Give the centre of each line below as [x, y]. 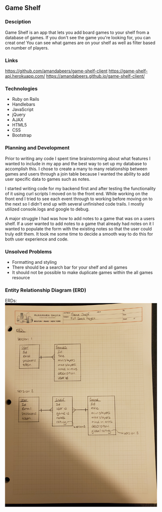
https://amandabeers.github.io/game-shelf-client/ [95, 76]
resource [21, 277]
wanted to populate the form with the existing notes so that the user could [78, 229]
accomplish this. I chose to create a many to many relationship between [76, 169]
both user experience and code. [37, 239]
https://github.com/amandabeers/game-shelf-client [56, 71]
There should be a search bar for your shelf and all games [70, 267]
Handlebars [23, 104]
